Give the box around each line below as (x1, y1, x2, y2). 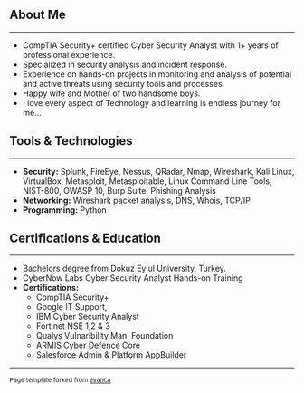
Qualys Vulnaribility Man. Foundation (35, 331, 174, 341)
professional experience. (22, 49, 116, 60)
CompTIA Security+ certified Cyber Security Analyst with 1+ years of (22, 40, 279, 51)
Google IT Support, (35, 302, 108, 312)
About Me (9, 7, 66, 23)
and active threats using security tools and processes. (22, 78, 225, 89)
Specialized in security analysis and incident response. (22, 59, 228, 70)
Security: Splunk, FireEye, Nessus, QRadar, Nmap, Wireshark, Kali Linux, (22, 166, 295, 177)
